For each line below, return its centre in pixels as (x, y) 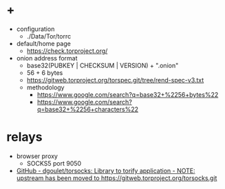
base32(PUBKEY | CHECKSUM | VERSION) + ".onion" (103, 65)
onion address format (47, 58)
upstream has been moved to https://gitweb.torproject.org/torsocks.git (117, 178)
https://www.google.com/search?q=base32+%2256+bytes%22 (128, 94)
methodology (45, 87)
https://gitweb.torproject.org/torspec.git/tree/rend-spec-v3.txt (115, 80)
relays (24, 137)
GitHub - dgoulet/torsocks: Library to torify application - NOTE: (106, 170)
